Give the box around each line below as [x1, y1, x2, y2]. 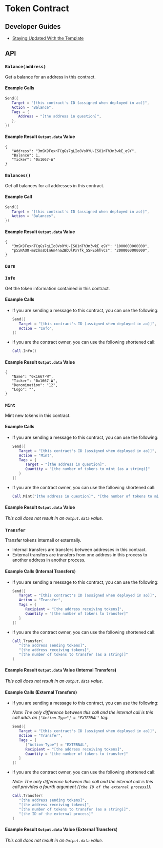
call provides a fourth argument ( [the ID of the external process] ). [12, 784, 152, 790]
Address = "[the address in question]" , [18, 114, 102, 119]
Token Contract [5, 3, 69, 14]
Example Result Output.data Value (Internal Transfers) [5, 667, 117, 673]
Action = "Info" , [19, 326, 54, 331]
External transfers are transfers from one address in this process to [12, 552, 147, 558]
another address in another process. [12, 557, 85, 563]
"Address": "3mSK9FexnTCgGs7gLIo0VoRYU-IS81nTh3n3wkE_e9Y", [11, 149, 137, 154]
